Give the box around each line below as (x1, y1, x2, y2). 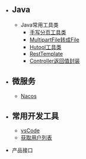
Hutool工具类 (29, 43, 62, 50)
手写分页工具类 (29, 28, 66, 36)
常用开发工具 (11, 111, 59, 121)
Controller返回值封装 (29, 57, 80, 64)
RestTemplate (29, 50, 63, 57)
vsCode (20, 127, 40, 134)
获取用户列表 (20, 134, 52, 141)
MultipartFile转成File (29, 36, 79, 43)
